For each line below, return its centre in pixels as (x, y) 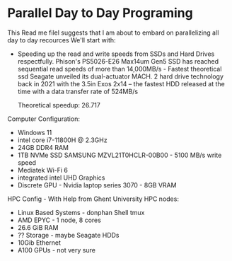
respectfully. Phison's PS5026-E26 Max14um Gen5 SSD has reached (118, 61)
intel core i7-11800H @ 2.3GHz (62, 140)
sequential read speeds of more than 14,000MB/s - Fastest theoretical (120, 69)
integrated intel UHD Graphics (61, 178)
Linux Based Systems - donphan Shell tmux (81, 212)
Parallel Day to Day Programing (100, 13)
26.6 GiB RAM (38, 227)
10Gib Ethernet (39, 243)
